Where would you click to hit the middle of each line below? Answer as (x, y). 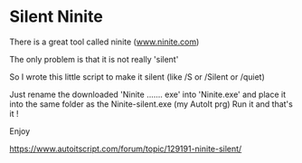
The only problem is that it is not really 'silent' (94, 59)
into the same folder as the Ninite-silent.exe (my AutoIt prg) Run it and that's (151, 104)
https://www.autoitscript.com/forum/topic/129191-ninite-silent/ (126, 149)
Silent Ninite (57, 17)
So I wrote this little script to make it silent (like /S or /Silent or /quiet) (137, 77)
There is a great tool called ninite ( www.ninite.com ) (104, 42)
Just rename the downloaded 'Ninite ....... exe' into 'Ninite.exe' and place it (148, 94)
